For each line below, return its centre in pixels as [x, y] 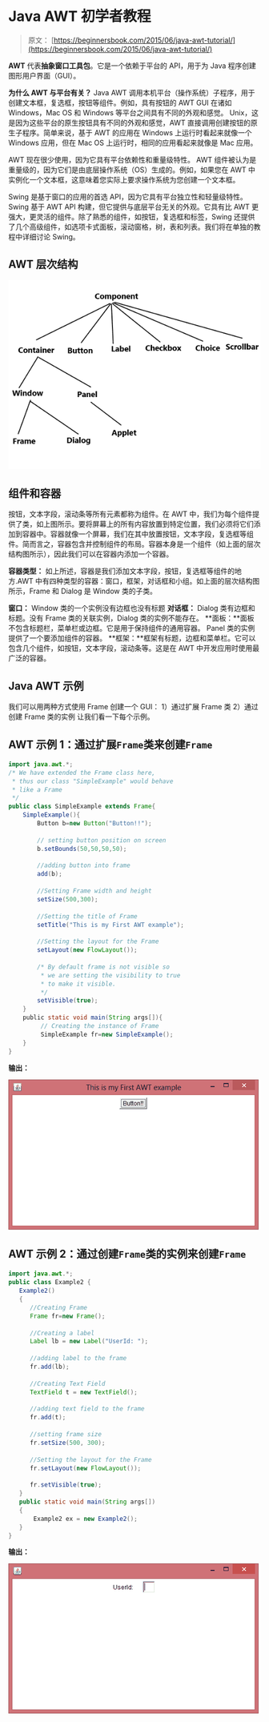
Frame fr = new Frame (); [67, 1316]
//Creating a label [62, 1333]
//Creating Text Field [67, 1383]
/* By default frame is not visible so [104, 967]
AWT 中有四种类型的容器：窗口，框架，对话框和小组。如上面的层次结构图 [139, 581]
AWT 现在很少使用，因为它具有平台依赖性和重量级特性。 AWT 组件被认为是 [132, 159]
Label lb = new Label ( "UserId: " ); [89, 1342]
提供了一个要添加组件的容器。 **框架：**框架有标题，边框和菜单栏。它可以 [132, 638]
